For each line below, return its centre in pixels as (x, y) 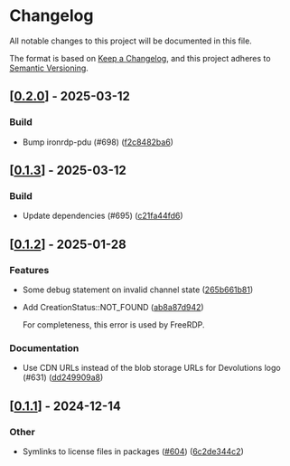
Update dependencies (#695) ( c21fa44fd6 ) (103, 216)
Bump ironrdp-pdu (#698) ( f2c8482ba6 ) (98, 142)
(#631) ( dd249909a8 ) (63, 377)
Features (29, 270)
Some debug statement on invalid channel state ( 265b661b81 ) (138, 290)
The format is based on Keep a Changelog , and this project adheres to (140, 58)
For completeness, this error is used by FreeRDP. (113, 325)
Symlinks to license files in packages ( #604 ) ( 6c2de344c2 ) (133, 451)
